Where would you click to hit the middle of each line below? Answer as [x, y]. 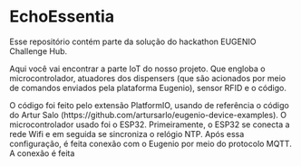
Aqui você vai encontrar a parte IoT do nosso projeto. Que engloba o [137, 69]
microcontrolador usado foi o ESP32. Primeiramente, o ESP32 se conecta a [150, 124]
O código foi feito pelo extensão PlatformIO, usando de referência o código [150, 105]
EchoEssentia [62, 17]
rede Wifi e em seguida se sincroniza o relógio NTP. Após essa [127, 134]
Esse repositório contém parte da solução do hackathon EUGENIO [133, 41]
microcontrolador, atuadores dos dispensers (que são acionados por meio [148, 78]
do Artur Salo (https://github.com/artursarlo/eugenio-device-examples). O [148, 115]
